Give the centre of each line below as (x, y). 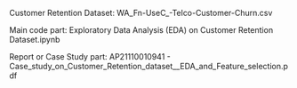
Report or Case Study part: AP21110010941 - (90, 56)
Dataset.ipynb (35, 40)
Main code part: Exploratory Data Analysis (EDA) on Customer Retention (141, 30)
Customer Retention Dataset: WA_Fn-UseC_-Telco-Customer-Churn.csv (141, 13)
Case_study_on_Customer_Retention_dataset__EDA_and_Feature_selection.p (149, 66)
